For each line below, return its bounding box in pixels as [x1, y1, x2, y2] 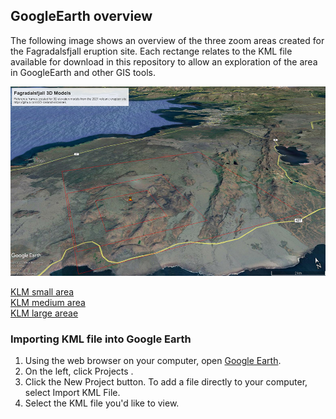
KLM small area [10, 285, 75, 298]
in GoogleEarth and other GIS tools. [10, 66, 156, 78]
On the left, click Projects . [24, 365, 134, 377]
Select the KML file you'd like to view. [24, 397, 180, 409]
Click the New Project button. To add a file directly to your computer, [24, 376, 308, 388]
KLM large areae [10, 307, 79, 319]
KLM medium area [10, 296, 86, 308]
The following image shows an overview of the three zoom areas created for [10, 34, 325, 46]
